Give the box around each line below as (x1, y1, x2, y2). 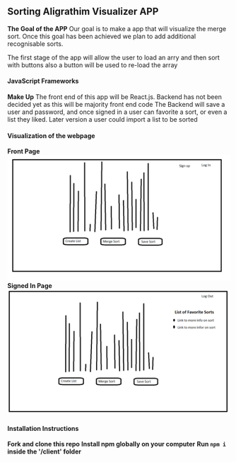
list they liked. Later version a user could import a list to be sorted (7, 115, 198, 124)
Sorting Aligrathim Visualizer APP (7, 6, 159, 18)
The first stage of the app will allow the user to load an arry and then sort (7, 53, 220, 62)
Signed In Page (7, 281, 53, 289)
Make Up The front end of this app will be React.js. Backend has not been (7, 93, 223, 101)
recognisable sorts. (7, 39, 64, 48)
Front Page (7, 147, 40, 156)
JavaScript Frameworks (7, 77, 79, 86)
